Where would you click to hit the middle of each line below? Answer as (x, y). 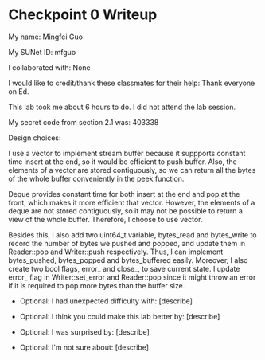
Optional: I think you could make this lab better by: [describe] (120, 316)
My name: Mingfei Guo (46, 37)
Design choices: (35, 138)
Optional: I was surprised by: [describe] (84, 331)
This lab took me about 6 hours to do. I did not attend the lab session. (122, 107)
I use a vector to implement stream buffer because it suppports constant (127, 153)
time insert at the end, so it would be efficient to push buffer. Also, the (123, 162)
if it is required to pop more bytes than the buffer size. (97, 285)
